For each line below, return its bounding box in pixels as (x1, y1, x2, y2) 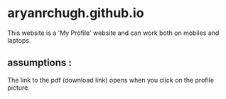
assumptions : (7, 57, 72, 69)
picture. (7, 83, 31, 92)
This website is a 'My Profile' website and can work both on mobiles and (7, 28, 220, 37)
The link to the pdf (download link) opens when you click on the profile (7, 75, 215, 84)
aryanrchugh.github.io (7, 5, 144, 21)
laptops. (7, 36, 31, 44)
